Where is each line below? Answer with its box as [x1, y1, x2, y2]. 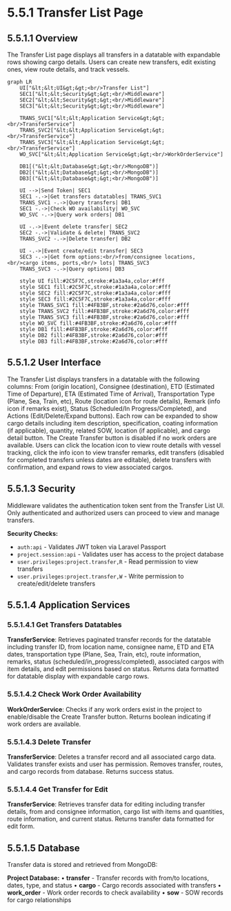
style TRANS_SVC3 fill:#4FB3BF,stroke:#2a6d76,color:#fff [19, 314, 190, 321]
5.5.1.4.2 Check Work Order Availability [7, 690, 142, 699]
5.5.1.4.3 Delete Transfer [7, 737, 92, 746]
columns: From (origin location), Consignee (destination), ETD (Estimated [7, 382, 215, 390]
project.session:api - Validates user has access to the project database [17, 550, 224, 558]
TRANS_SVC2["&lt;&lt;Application [19, 127, 116, 134]
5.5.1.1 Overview [7, 32, 78, 44]
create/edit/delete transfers [17, 579, 96, 588]
